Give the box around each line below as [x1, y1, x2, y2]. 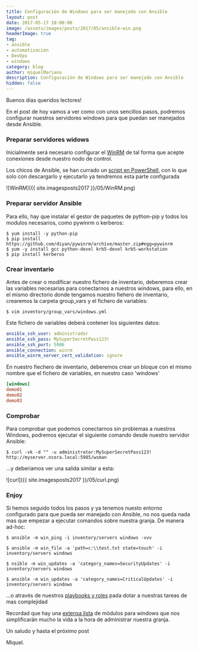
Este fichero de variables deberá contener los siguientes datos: [6, 319, 160, 326]
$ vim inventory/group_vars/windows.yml [6, 309, 108, 315]
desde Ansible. [6, 121, 43, 127]
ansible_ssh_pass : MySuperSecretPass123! [6, 336, 110, 342]
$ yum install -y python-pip [6, 231, 78, 236]
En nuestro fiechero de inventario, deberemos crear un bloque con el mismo [6, 363, 192, 370]
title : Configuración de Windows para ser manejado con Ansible [6, 8, 168, 15]
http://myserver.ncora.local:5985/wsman [6, 455, 108, 461]
